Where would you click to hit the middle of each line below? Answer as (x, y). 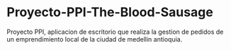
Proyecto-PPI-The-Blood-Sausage (110, 12)
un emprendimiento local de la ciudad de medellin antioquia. (95, 39)
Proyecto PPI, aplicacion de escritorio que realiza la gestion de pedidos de (115, 32)
